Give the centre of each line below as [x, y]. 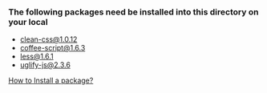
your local [28, 22]
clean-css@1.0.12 [49, 39]
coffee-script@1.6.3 [53, 48]
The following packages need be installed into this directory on [133, 12]
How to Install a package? [51, 81]
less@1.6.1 [36, 57]
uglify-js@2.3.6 [45, 65]
